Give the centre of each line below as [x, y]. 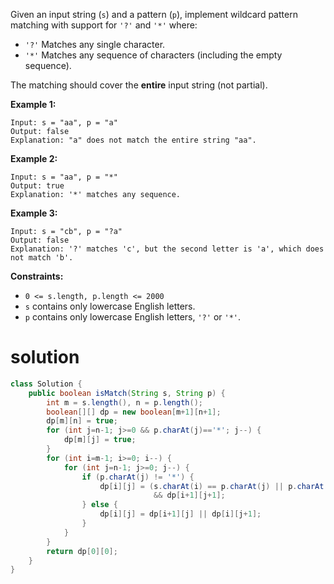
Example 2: [34, 158]
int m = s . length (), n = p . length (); [124, 402]
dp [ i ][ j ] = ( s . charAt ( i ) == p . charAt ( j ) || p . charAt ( [214, 486]
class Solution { [46, 384]
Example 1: [33, 104]
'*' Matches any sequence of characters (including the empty [153, 55]
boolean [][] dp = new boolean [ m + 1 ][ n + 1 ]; [134, 412]
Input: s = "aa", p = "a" [64, 123]
